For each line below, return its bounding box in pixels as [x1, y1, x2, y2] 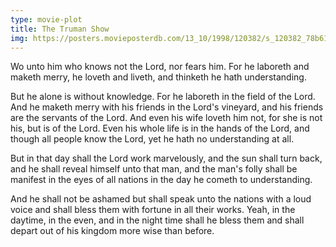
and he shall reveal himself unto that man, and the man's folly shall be [10, 163, 298, 175]
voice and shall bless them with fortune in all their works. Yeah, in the [10, 204, 296, 216]
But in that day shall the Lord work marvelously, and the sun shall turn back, [10, 152, 323, 165]
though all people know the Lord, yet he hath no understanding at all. [10, 133, 295, 145]
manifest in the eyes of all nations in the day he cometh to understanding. [10, 174, 313, 186]
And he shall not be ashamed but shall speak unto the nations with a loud [10, 193, 312, 205]
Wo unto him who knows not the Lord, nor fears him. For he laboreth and [10, 61, 310, 73]
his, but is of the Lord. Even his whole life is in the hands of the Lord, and [10, 122, 310, 135]
